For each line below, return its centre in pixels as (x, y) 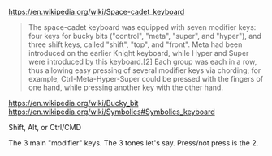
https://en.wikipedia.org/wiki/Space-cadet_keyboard (97, 12)
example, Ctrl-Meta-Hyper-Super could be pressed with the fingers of (146, 79)
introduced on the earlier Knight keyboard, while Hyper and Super (138, 53)
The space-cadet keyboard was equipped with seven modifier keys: (142, 27)
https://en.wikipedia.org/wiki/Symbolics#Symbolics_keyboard (112, 112)
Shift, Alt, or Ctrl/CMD (45, 127)
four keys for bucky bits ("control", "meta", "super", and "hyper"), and (145, 36)
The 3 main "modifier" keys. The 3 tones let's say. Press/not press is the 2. (134, 143)
